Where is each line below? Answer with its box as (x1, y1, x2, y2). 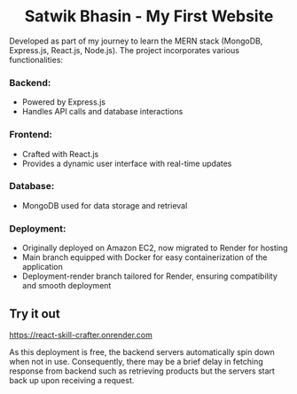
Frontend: (9, 129, 53, 141)
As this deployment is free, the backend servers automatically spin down (9, 346, 275, 357)
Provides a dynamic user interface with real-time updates (21, 158, 232, 169)
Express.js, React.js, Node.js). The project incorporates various (9, 44, 239, 55)
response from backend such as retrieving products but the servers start (9, 366, 275, 376)
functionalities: (9, 54, 64, 65)
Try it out (9, 306, 60, 321)
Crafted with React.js (21, 148, 99, 159)
